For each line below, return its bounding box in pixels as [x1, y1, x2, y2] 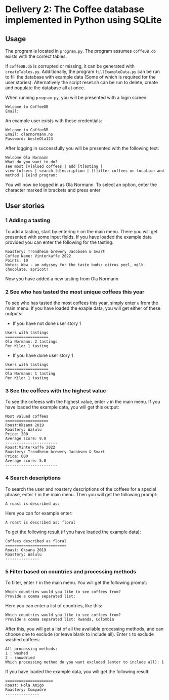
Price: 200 [5, 432, 28, 437]
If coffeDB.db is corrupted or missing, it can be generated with [5, 63, 135, 69]
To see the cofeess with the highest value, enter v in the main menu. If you [5, 399, 160, 405]
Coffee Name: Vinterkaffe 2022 [5, 253, 71, 259]
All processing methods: [5, 646, 58, 651]
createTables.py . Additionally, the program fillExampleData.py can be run [5, 68, 160, 75]
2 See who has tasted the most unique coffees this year [5, 288, 145, 295]
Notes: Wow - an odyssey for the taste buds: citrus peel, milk [5, 262, 144, 267]
